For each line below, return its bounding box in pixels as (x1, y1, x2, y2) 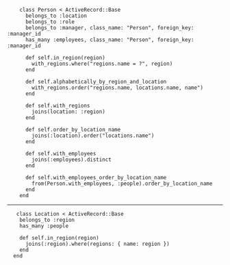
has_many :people (19, 223, 69, 229)
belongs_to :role (25, 18, 75, 25)
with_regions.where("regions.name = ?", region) (31, 60, 173, 67)
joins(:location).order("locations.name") (31, 132, 155, 139)
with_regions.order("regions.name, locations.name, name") (31, 84, 204, 91)
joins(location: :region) (31, 108, 106, 115)
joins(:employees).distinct (31, 156, 112, 163)
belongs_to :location (25, 12, 88, 19)
